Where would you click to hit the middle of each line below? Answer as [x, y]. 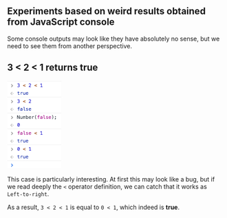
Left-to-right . [28, 194]
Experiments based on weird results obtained [107, 11]
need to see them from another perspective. [70, 46]
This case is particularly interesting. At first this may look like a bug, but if [111, 179]
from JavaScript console [61, 22]
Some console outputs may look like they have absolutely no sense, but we [113, 39]
